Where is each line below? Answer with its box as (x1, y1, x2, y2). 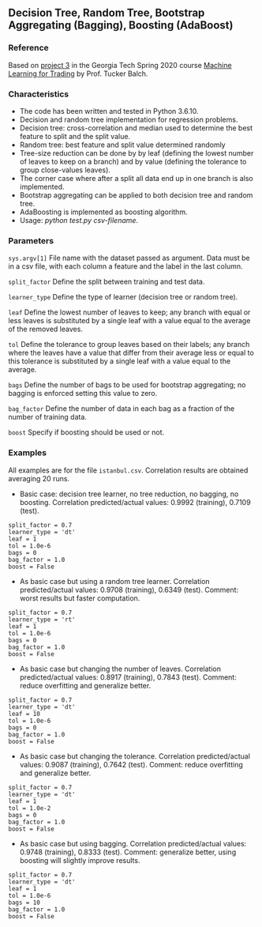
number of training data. (8, 413, 87, 422)
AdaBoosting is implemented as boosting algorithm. (19, 207, 188, 217)
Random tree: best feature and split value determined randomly (19, 140, 226, 149)
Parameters (8, 235, 54, 246)
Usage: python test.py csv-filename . (19, 215, 139, 224)
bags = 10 (8, 899, 41, 906)
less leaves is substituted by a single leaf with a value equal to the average (8, 316, 251, 326)
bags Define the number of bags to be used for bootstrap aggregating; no (8, 380, 246, 390)
